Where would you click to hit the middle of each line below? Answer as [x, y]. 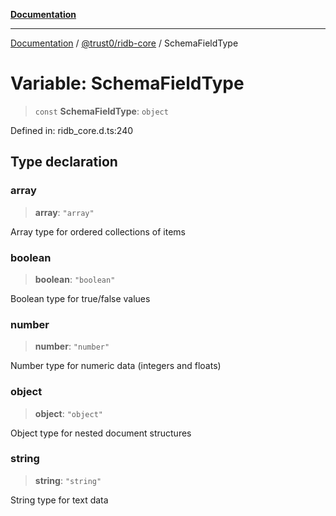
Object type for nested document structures [101, 433]
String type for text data [59, 500]
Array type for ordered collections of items [98, 231]
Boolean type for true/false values [80, 298]
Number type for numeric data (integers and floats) [116, 366]
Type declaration [64, 162]
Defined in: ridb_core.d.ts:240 [72, 130]
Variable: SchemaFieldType [127, 83]
